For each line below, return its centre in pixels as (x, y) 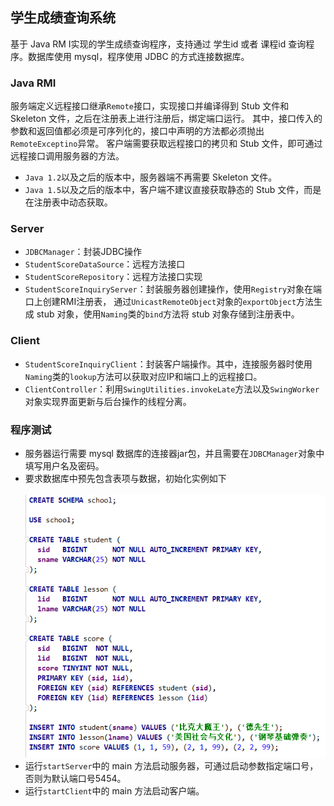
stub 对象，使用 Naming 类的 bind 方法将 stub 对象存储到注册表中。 (168, 314)
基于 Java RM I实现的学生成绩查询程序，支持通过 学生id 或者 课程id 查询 (158, 44)
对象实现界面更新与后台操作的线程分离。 (108, 401)
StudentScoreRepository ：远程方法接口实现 (113, 277)
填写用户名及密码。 (64, 466)
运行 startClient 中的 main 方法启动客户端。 (114, 791)
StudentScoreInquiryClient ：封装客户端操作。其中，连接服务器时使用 (168, 364)
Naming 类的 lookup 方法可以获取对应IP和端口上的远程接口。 (143, 376)
